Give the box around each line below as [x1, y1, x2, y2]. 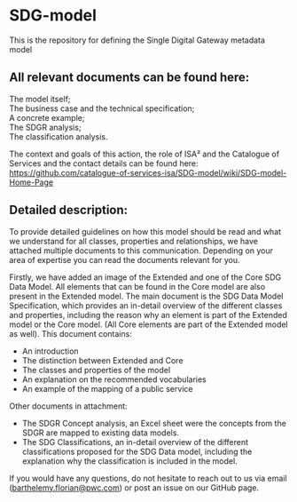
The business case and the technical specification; [9, 103, 195, 114]
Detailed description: [9, 203, 129, 218]
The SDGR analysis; [9, 122, 82, 132]
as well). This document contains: [9, 328, 133, 339]
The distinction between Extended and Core [21, 355, 184, 365]
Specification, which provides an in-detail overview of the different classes [9, 299, 283, 311]
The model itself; [9, 93, 71, 104]
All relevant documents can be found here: [9, 70, 250, 85]
